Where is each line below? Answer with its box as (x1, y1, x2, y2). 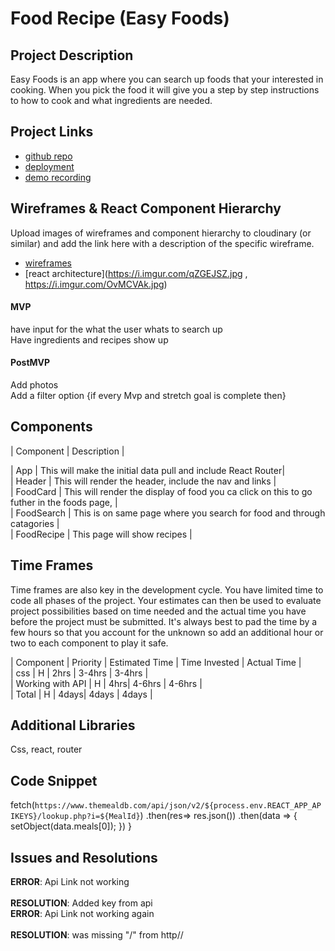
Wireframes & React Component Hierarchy (10, 200, 282, 217)
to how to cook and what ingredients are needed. (10, 95, 213, 106)
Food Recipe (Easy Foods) (10, 7, 230, 30)
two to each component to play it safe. (10, 637, 169, 649)
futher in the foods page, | (10, 496, 118, 508)
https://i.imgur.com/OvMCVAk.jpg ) (24, 278, 168, 290)
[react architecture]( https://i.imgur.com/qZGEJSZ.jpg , (24, 267, 248, 279)
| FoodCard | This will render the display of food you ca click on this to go (10, 485, 313, 497)
